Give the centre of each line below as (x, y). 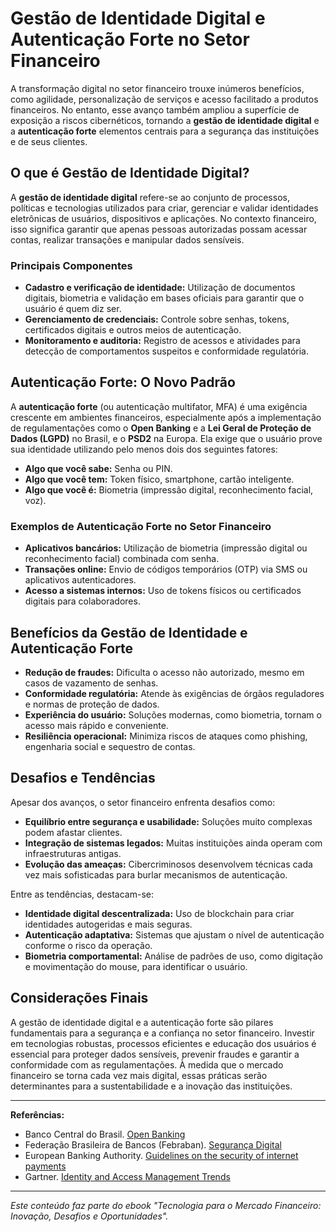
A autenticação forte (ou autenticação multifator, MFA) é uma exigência (159, 406)
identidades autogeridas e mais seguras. (108, 924)
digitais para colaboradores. (82, 601)
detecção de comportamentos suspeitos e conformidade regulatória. (166, 351)
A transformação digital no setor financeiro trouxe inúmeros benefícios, (157, 88)
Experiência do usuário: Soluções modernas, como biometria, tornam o (173, 714)
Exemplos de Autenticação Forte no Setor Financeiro (141, 526)
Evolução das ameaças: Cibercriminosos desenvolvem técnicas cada (168, 864)
